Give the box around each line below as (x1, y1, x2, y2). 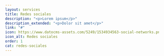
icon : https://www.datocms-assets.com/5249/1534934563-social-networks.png (5, 30, 163, 35)
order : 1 (5, 39, 23, 44)
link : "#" (5, 25, 25, 30)
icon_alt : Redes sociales (5, 35, 58, 39)
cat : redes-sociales (5, 43, 47, 48)
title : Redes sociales (5, 12, 51, 17)
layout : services (5, 7, 41, 12)
